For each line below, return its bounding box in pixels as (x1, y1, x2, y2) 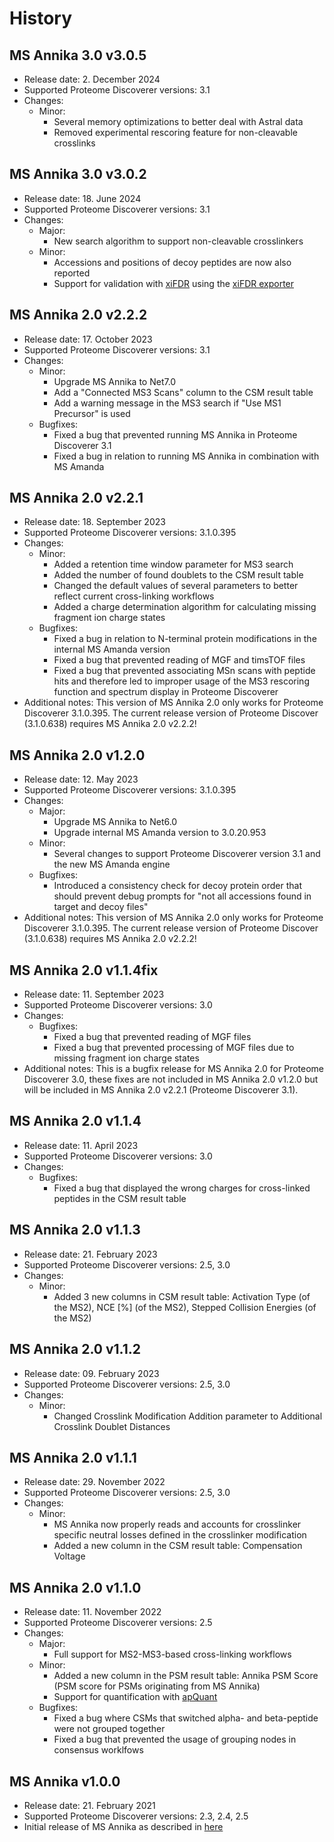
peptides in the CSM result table (53, 1192, 187, 1204)
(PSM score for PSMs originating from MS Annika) (53, 1680, 261, 1692)
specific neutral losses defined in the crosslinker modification (53, 1529, 307, 1541)
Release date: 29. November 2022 (23, 1476, 166, 1488)
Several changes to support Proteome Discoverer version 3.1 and (53, 848, 321, 860)
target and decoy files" (53, 901, 149, 913)
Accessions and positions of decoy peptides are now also (53, 256, 292, 268)
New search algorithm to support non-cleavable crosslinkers (53, 235, 304, 247)
